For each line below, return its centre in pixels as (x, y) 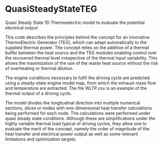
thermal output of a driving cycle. (39, 93)
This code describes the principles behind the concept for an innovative (77, 37)
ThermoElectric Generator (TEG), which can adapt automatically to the (76, 42)
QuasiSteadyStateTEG (51, 9)
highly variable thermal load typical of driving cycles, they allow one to (76, 124)
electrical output (21, 27)
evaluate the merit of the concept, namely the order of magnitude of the (77, 128)
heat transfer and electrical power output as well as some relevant (71, 134)
